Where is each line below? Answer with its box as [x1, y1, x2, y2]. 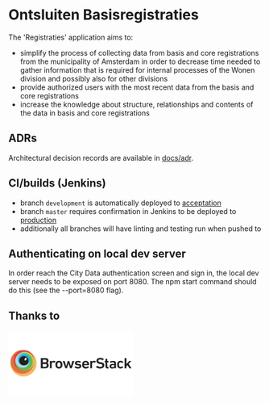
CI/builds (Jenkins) [8, 176, 106, 191]
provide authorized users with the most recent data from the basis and [19, 82, 255, 92]
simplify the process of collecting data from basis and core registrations [19, 48, 259, 57]
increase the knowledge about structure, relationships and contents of [19, 99, 254, 109]
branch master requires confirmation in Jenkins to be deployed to [19, 206, 237, 216]
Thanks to [8, 309, 60, 322]
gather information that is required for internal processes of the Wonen [19, 65, 255, 74]
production [19, 215, 57, 225]
